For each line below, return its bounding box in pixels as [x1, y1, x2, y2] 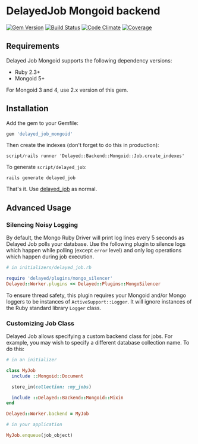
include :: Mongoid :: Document [11, 373, 84, 379]
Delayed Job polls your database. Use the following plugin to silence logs [6, 240, 186, 248]
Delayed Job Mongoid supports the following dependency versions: [6, 57, 172, 64]
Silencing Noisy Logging [6, 220, 78, 229]
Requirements [6, 41, 59, 51]
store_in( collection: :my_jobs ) [11, 384, 92, 390]
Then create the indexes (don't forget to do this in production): [6, 142, 159, 149]
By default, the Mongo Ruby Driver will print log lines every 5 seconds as [6, 234, 184, 242]
